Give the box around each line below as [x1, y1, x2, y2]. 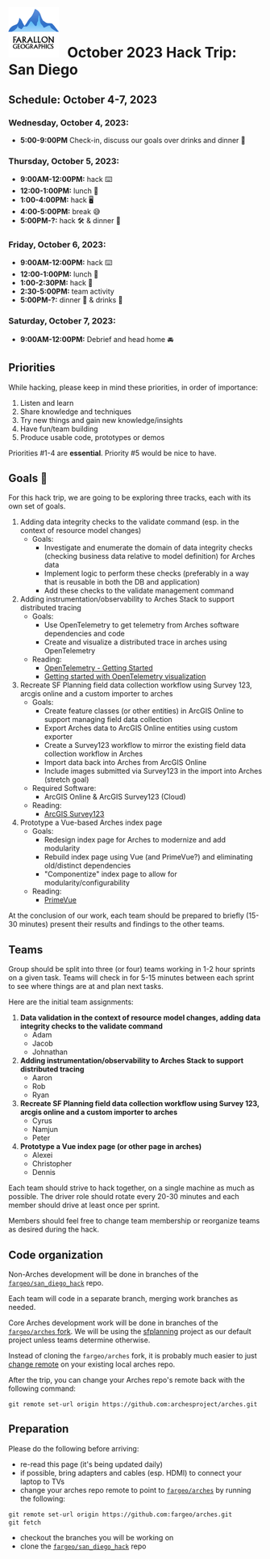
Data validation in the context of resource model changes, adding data [19, 1013, 261, 1023]
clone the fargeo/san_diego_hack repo [19, 1541, 147, 1551]
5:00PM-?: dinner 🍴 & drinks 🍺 [19, 295, 123, 305]
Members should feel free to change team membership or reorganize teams [8, 1216, 260, 1226]
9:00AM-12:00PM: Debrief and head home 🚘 [19, 334, 174, 344]
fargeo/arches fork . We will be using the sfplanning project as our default [8, 1327, 251, 1337]
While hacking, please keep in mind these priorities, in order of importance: [8, 382, 258, 392]
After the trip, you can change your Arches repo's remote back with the [8, 1375, 246, 1385]
